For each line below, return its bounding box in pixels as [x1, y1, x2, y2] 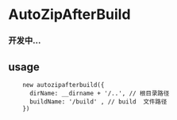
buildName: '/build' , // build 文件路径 [29, 97, 167, 106]
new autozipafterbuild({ [22, 81, 105, 88]
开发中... [8, 36, 41, 47]
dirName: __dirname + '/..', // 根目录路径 [29, 89, 170, 97]
